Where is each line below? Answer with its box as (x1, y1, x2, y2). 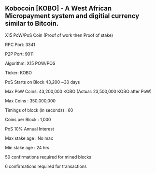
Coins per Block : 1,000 (5, 116, 51, 122)
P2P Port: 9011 (5, 51, 34, 57)
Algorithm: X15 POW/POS (5, 60, 56, 66)
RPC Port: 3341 (5, 42, 35, 47)
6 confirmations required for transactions (5, 163, 87, 169)
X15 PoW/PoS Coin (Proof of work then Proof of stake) (5, 32, 113, 38)
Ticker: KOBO (5, 70, 32, 75)
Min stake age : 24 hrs (5, 145, 50, 150)
